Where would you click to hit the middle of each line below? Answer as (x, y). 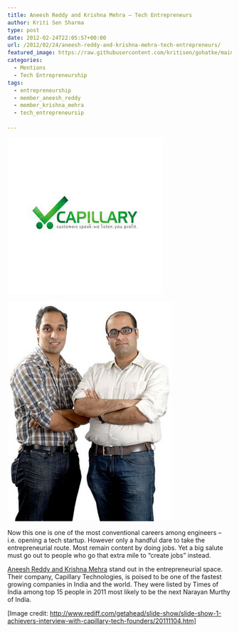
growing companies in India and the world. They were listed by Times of (113, 584)
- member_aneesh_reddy (47, 98)
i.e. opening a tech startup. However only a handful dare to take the (106, 540)
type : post (23, 30)
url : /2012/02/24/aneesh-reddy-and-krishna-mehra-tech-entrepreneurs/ (114, 45)
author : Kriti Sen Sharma (46, 22)
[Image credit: (28, 613)
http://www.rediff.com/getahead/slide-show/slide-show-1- (136, 613)
